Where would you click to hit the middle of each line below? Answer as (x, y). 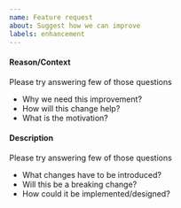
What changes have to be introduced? (92, 174)
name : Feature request (51, 17)
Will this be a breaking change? (79, 184)
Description (31, 138)
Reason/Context (40, 62)
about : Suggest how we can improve (75, 26)
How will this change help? (71, 108)
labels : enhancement (47, 34)
